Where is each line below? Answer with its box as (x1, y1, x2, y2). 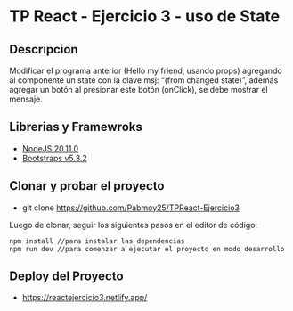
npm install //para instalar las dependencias (9, 236, 185, 246)
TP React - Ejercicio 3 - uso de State (9, 6, 281, 27)
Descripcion (9, 42, 78, 57)
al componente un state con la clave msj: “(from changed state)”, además (9, 75, 279, 86)
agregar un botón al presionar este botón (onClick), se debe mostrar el (9, 85, 269, 94)
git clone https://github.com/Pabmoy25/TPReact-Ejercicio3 (21, 202, 240, 213)
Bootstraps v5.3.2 (21, 152, 87, 163)
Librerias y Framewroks (9, 119, 142, 135)
